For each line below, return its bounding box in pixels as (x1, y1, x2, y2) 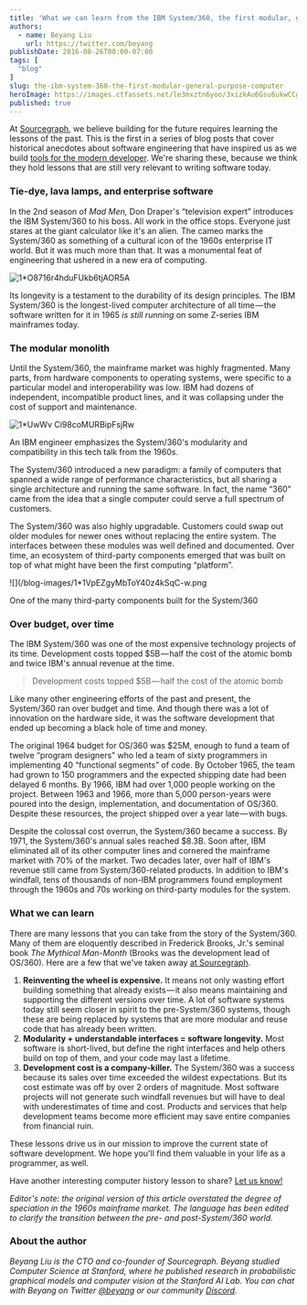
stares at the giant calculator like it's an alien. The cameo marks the (9, 225, 264, 236)
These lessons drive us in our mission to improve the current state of (9, 1138, 269, 1149)
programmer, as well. (9, 1157, 90, 1168)
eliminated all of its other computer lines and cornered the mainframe (9, 845, 270, 856)
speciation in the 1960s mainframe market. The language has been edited (9, 1203, 290, 1214)
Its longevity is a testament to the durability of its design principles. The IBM (9, 290, 296, 301)
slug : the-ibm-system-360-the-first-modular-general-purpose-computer (9, 81, 284, 90)
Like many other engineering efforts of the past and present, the (9, 694, 251, 705)
